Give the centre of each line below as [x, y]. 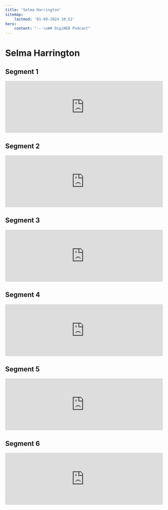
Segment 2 [22, 146]
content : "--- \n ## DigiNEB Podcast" [52, 29]
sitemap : [14, 15]
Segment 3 [22, 220]
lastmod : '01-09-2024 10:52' [44, 19]
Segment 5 [22, 369]
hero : [11, 24]
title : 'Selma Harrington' [33, 10]
